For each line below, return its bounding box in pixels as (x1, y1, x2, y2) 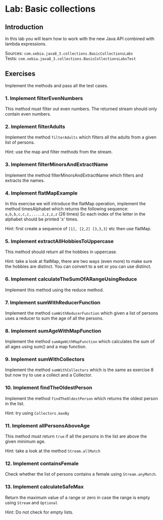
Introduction (5, 23, 44, 31)
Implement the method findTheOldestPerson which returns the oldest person (5, 395, 158, 401)
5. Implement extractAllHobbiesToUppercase (5, 238, 114, 244)
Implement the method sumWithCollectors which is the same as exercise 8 (5, 367, 154, 373)
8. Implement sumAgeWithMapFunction (5, 327, 101, 334)
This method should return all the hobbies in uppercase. (5, 249, 118, 255)
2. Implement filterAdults (5, 123, 66, 130)
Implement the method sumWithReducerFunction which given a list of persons (5, 310, 158, 316)
